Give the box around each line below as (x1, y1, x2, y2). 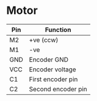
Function (45, 25, 71, 34)
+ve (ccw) (29, 36, 59, 44)
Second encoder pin (29, 85, 87, 93)
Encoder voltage (29, 65, 76, 73)
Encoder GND (29, 55, 69, 64)
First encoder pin (29, 75, 78, 83)
